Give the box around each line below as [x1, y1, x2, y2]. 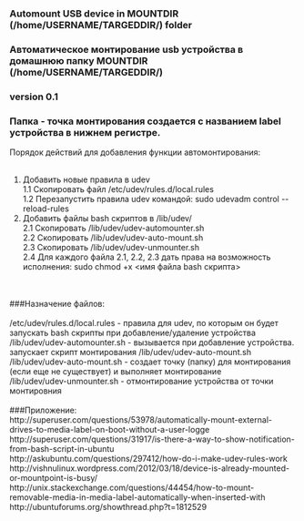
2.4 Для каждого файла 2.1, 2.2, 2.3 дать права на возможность [22, 251, 271, 262]
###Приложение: [9, 404, 77, 416]
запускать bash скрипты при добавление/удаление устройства [9, 327, 257, 339]
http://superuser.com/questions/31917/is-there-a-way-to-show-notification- [9, 434, 296, 444]
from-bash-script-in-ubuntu [9, 444, 115, 455]
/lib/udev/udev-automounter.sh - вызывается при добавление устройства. [9, 337, 295, 348]
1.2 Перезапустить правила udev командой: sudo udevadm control [22, 194, 279, 205]
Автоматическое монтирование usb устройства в [9, 43, 244, 56]
